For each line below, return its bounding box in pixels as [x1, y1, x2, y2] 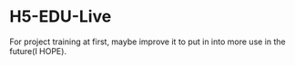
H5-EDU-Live [9, 6, 112, 27]
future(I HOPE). [9, 45, 66, 56]
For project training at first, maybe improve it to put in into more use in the [9, 36, 286, 47]
